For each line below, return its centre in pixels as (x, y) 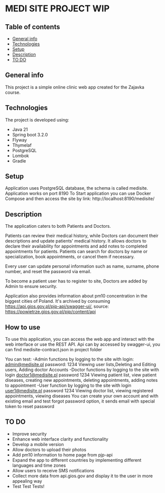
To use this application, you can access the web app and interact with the (80, 339)
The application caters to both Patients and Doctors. (58, 226)
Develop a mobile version (38, 444)
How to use (23, 327)
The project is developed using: (37, 120)
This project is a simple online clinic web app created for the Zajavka (75, 87)
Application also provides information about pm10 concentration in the (76, 296)
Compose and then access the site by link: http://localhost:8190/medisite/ (80, 199)
